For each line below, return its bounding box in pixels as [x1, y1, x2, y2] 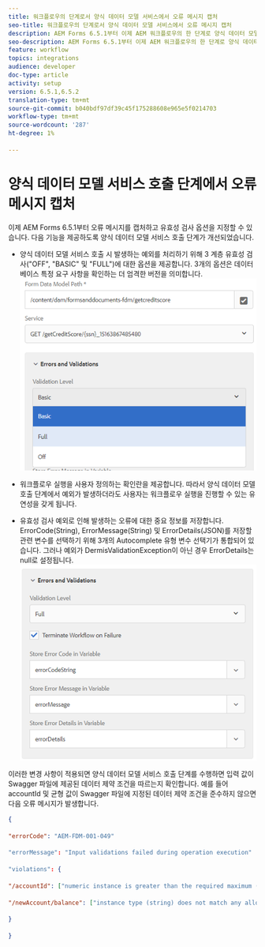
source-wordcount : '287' [8, 121, 90, 130]
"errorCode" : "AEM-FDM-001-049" [8, 832, 114, 840]
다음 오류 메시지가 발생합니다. [8, 799, 99, 808]
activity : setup [8, 79, 62, 87]
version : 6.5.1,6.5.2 [8, 88, 80, 96]
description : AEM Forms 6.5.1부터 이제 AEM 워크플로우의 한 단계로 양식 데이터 [8, 29, 245, 37]
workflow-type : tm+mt [8, 113, 80, 121]
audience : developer [8, 63, 77, 71]
